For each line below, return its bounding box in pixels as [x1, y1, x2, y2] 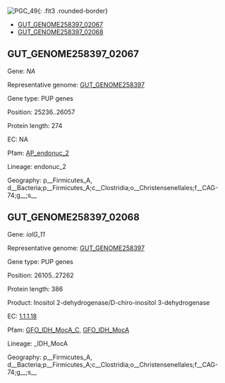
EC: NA [7, 134, 28, 144]
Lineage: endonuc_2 [7, 162, 67, 170]
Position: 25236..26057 [7, 108, 75, 116]
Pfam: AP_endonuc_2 [7, 149, 69, 157]
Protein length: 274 [7, 121, 63, 130]
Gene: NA [7, 67, 36, 75]
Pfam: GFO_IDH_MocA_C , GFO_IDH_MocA [7, 325, 130, 334]
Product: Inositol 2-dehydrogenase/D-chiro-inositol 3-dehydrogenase [7, 298, 210, 306]
